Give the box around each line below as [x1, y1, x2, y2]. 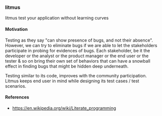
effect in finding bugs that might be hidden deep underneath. [5, 63, 129, 69]
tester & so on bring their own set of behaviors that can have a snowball [5, 58, 151, 64]
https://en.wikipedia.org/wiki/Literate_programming [12, 105, 116, 111]
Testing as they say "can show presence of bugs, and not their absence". [5, 37, 153, 43]
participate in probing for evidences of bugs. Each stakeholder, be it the [5, 47, 150, 53]
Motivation [5, 26, 28, 32]
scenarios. [5, 83, 27, 89]
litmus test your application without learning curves [5, 15, 109, 21]
